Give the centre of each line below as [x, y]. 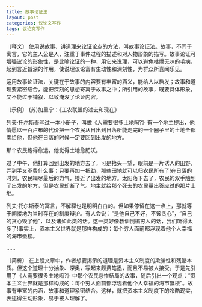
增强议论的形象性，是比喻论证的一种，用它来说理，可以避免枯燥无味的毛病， [101, 61]
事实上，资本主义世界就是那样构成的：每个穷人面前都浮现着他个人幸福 [105, 229]
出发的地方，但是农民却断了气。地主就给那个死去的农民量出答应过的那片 [101, 186]
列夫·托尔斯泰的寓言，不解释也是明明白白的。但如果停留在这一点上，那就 [97, 206]
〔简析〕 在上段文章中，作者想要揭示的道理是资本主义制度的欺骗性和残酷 [96, 261]
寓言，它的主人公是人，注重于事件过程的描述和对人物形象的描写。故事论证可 [101, 54]
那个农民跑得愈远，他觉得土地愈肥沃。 [54, 150]
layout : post [23, 17]
